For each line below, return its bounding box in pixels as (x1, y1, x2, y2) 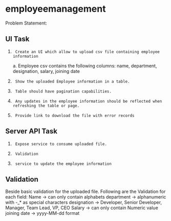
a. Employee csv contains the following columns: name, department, (12, 62, 157, 69)
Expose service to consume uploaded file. (15, 141, 108, 146)
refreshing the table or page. (12, 103, 80, 108)
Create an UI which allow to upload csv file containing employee (15, 49, 160, 54)
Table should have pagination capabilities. (15, 89, 112, 94)
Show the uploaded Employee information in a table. (15, 79, 130, 84)
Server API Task (5, 127, 58, 136)
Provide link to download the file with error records (15, 113, 135, 118)
